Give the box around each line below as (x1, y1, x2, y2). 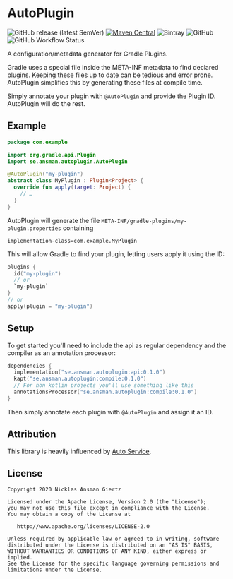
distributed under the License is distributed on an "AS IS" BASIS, (7, 542, 213, 549)
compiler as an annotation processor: (7, 348, 116, 357)
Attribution (7, 429, 56, 441)
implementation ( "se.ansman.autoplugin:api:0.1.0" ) (13, 369, 166, 376)
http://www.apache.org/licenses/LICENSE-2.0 (16, 523, 150, 530)
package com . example (7, 138, 68, 145)
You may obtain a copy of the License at (7, 511, 131, 518)
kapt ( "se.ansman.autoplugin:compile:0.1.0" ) (13, 376, 147, 383)
